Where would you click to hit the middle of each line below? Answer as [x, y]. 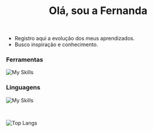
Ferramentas [25, 60]
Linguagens [23, 88]
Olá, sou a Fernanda [98, 11]
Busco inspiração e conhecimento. [56, 44]
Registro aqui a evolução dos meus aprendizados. [74, 38]
